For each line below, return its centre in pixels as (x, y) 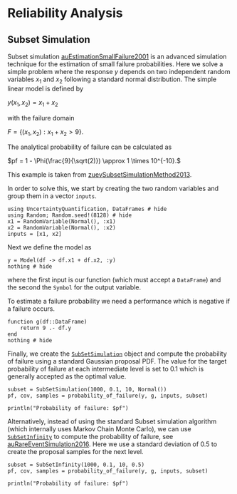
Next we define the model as (49, 247)
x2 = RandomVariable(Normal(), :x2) (62, 228)
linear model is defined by (46, 88)
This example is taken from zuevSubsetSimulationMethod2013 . (100, 175)
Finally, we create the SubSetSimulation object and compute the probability (117, 354)
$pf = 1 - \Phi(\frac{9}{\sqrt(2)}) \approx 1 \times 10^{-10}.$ (94, 161)
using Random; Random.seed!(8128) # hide (70, 215)
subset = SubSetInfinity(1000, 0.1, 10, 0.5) (76, 465)
